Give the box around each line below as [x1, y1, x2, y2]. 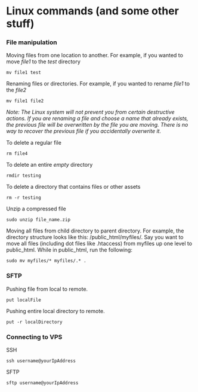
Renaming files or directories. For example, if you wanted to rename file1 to [6, 80, 190, 87]
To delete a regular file [6, 139, 61, 146]
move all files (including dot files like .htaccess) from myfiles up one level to [6, 240, 193, 247]
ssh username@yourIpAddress [6, 358, 76, 364]
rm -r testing [6, 195, 42, 201]
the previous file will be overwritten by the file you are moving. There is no [6, 121, 188, 128]
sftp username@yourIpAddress [6, 380, 79, 386]
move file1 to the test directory [6, 58, 81, 65]
